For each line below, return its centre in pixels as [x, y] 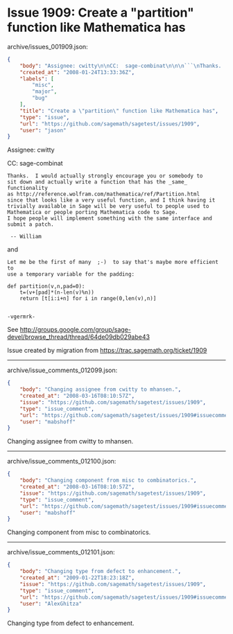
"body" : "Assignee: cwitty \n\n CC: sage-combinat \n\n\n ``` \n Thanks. [121, 66]
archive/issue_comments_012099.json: [62, 370]
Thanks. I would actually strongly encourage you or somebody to [105, 176]
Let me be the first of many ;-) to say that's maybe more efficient [113, 262]
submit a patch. [31, 224]
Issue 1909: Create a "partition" [101, 13]
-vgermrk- [21, 317]
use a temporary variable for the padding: [71, 274]
